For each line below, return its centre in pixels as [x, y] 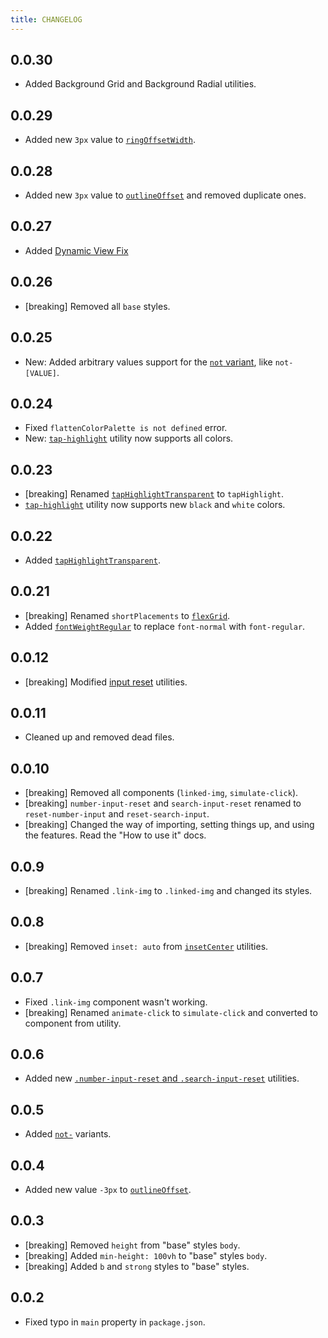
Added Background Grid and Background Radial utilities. [140, 84]
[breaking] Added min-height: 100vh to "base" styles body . [146, 1255]
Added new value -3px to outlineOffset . [108, 1190]
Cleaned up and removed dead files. [99, 737]
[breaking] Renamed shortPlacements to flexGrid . [127, 615]
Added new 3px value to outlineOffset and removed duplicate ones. [165, 195]
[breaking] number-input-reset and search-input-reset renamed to [163, 803]
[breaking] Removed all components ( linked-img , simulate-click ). [161, 793]
